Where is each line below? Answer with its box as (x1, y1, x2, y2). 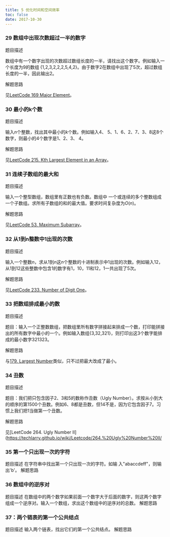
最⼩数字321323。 (14, 336, 52, 342)
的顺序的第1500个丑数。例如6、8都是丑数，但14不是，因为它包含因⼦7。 (5, 401, 157, 407)
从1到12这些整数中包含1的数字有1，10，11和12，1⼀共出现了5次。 (5, 265, 139, 271)
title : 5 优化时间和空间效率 (5, 7, 60, 13)
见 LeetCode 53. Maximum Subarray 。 (5, 222, 84, 228)
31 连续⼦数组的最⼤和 (5, 171, 59, 178)
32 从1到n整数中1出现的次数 (5, 236, 73, 243)
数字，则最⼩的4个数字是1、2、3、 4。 (5, 135, 86, 141)
